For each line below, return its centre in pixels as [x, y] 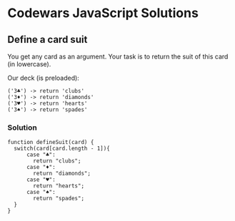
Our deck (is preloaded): [44, 78]
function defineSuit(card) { [51, 143]
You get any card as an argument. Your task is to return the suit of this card [118, 56]
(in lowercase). [29, 64]
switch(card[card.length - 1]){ [62, 149]
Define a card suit [47, 40]
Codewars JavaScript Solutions [103, 13]
